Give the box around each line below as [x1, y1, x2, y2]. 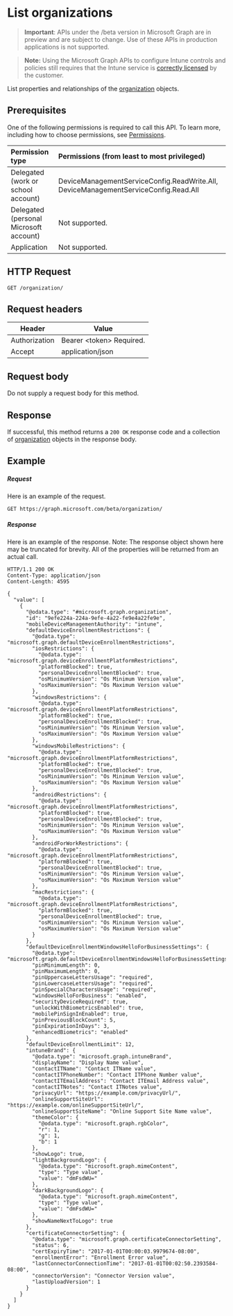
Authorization [10, 335, 55, 345]
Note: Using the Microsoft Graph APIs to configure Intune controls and [24, 56, 226, 64]
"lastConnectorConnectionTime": [32, 1260, 126, 1267]
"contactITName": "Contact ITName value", [32, 1065, 157, 1072]
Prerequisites [7, 104, 67, 116]
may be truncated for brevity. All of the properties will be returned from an [7, 545, 219, 554]
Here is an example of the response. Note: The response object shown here [7, 538, 224, 546]
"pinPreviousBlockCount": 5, [32, 1017, 116, 1024]
